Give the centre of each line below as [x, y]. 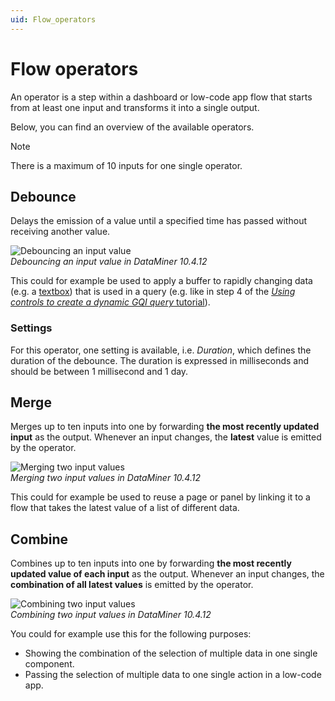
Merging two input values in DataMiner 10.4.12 [105, 478]
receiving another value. [60, 232]
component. [49, 664]
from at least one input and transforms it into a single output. [135, 107]
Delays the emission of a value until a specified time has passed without [158, 221]
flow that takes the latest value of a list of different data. [125, 508]
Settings [31, 328]
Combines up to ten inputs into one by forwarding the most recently [151, 563]
